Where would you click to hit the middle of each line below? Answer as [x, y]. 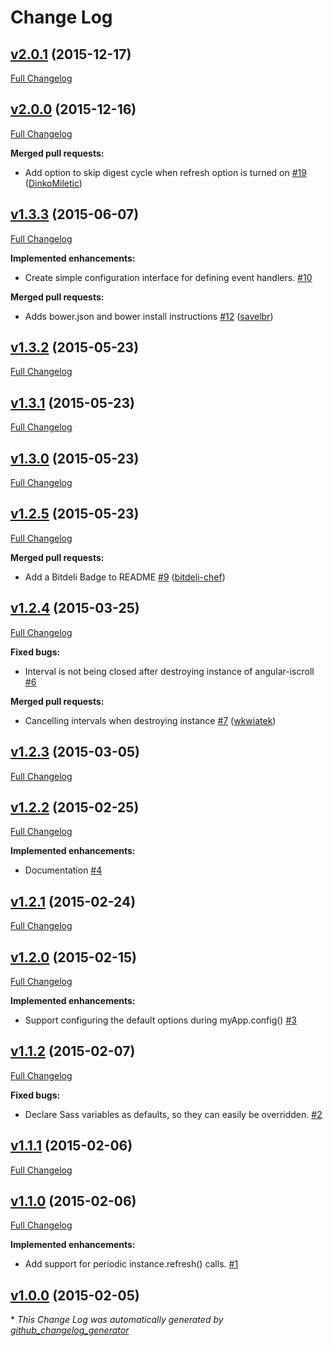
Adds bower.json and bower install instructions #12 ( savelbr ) [149, 316]
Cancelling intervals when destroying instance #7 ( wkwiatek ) [150, 720]
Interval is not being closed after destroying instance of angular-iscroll [169, 671]
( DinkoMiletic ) [53, 183]
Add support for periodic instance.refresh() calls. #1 [131, 1264]
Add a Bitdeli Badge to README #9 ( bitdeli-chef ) [125, 577]
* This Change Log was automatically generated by [117, 1320]
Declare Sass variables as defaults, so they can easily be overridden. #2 [173, 1114]
